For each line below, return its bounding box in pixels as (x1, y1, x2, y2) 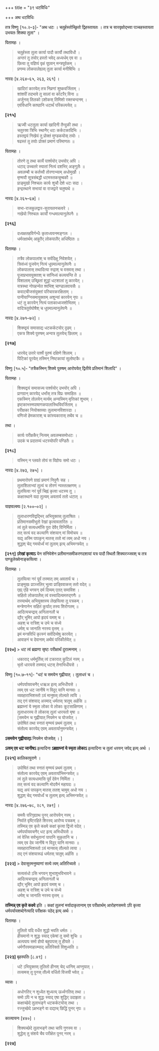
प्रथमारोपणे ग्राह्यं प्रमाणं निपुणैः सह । (17, 477, 70, 483)
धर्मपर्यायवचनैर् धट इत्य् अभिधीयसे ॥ (17, 829, 73, 835)
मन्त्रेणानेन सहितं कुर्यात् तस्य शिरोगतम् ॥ (17, 604, 79, 609)
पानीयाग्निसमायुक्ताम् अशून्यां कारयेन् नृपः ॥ (17, 295, 83, 300)
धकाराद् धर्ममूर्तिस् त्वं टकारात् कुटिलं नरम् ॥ (17, 656, 84, 662)
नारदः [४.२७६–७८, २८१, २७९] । (5, 803, 60, 808)
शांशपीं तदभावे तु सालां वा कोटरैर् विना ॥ (17, 91, 78, 97)
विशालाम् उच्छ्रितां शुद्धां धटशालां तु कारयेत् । (17, 278, 84, 283)
